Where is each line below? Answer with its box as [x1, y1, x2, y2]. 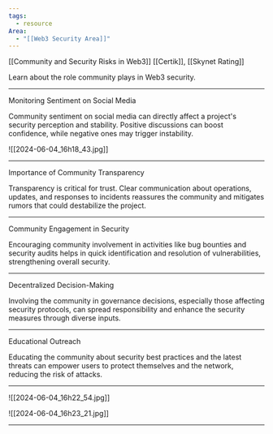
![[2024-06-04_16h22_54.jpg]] [8, 393, 110, 402]
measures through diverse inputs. [8, 313, 121, 323]
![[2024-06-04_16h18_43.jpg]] [8, 144, 109, 154]
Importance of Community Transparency [8, 168, 145, 178]
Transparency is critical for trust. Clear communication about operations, [8, 183, 252, 193]
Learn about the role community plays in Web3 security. [8, 72, 197, 82]
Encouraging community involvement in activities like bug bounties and [8, 240, 247, 250]
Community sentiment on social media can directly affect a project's [8, 111, 237, 122]
